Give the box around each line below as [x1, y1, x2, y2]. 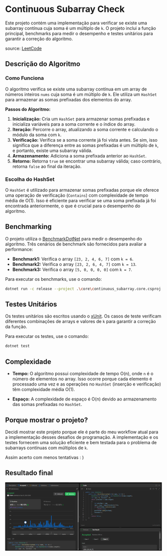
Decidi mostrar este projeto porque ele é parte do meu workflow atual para [5, 429, 159, 435]
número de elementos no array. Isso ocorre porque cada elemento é [12, 376, 153, 382]
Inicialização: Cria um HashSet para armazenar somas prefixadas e [12, 116, 150, 122]
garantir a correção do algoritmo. [5, 36, 73, 42]
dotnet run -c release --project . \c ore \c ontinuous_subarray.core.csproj [5, 286, 162, 291]
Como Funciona [5, 75, 44, 81]
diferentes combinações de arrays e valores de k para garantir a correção [5, 318, 156, 324]
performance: [5, 246, 33, 252]
